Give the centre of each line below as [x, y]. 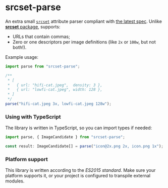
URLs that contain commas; [41, 36]
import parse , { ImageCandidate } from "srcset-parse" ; [65, 137]
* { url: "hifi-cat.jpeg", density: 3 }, [55, 85]
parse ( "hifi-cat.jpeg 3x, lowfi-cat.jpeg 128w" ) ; [59, 104]
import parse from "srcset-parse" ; [43, 66]
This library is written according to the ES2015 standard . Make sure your [80, 170]
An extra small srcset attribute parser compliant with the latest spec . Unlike [84, 21]
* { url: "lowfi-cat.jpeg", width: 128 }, [55, 90]
